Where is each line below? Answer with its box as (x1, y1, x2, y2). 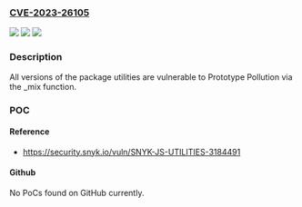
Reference (9, 126, 50, 137)
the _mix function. (9, 81, 77, 92)
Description (9, 51, 63, 64)
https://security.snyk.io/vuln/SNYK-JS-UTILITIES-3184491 (22, 146, 241, 157)
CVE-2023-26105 (9, 6, 90, 19)
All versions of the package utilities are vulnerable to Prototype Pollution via (9, 71, 293, 83)
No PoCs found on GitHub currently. (9, 187, 145, 198)
